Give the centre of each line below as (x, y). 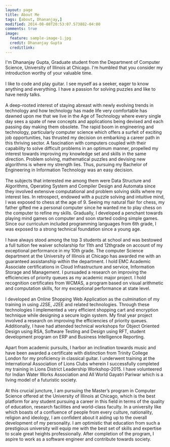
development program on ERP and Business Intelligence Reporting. (75, 337)
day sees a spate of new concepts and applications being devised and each (84, 121)
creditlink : (23, 48)
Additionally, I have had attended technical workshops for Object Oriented (82, 326)
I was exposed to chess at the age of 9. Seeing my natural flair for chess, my (85, 202)
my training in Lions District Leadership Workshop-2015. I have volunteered (83, 369)
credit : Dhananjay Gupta (36, 43)
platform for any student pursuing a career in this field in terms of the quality (85, 401)
